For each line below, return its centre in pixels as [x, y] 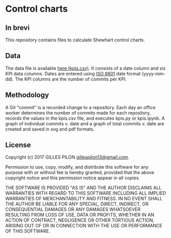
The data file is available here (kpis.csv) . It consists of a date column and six [86, 68]
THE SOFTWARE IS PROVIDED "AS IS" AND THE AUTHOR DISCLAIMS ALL [83, 188]
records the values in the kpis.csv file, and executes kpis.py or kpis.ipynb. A [85, 118]
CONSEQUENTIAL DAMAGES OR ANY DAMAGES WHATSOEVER [73, 209]
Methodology [27, 95]
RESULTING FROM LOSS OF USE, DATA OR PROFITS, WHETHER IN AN [80, 215]
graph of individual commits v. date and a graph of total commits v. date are [85, 123]
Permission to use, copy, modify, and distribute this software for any [77, 167]
